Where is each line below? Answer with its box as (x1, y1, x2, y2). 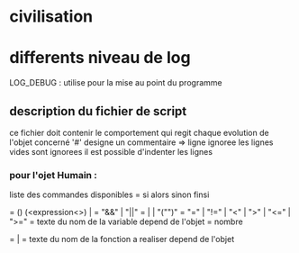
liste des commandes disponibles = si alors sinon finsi (9, 189, 210, 200)
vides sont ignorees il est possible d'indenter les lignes (9, 146, 213, 157)
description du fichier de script (9, 104, 187, 119)
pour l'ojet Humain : (9, 168, 97, 181)
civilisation (9, 6, 93, 27)
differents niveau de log (9, 48, 191, 68)
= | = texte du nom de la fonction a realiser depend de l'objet (9, 234, 235, 245)
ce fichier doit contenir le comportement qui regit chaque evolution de (9, 127, 269, 138)
